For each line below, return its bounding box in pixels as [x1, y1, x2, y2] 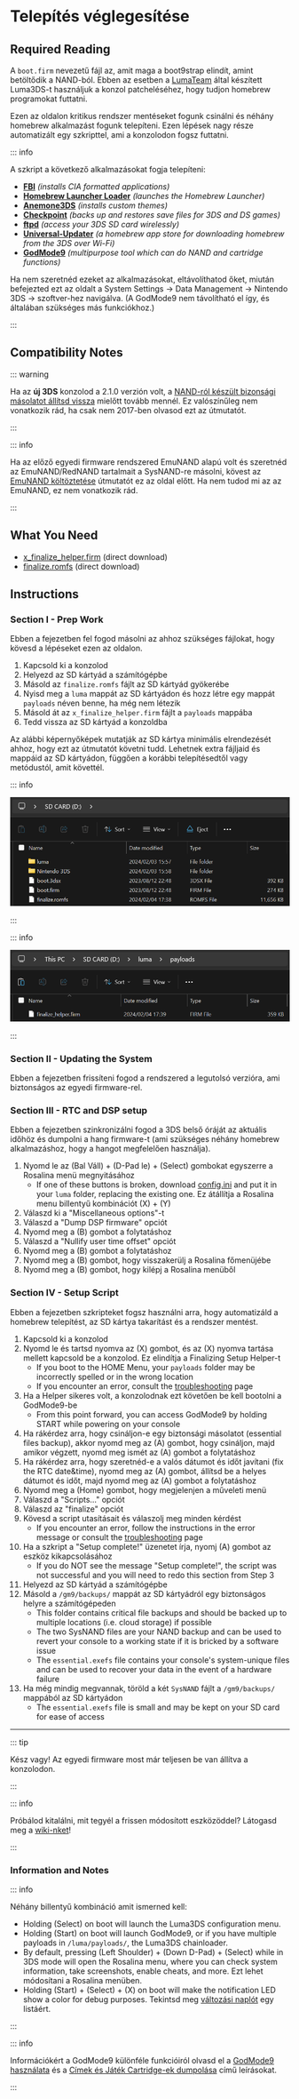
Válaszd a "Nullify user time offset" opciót [22, 1236, 177, 1247]
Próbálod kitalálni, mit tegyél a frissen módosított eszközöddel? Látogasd [10, 1815, 278, 1825]
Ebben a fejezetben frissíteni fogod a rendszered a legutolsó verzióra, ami [10, 1073, 280, 1083]
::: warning [10, 369, 50, 379]
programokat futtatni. [10, 93, 88, 104]
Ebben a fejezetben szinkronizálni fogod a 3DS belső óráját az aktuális [10, 1124, 267, 1135]
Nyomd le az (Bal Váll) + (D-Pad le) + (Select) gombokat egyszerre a [22, 1161, 273, 1171]
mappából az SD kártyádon [22, 1692, 123, 1703]
